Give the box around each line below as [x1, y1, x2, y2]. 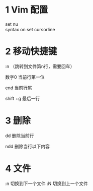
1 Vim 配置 [5, 4, 48, 16]
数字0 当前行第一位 [5, 74, 45, 80]
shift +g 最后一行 [5, 95, 40, 101]
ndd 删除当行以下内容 [5, 143, 50, 149]
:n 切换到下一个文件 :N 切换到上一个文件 [5, 180, 88, 186]
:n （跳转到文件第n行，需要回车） [5, 63, 75, 69]
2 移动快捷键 [5, 46, 57, 57]
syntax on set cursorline [5, 26, 55, 32]
